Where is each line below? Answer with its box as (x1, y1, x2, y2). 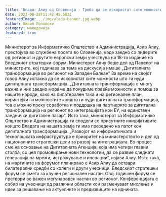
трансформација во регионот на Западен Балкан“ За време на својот (5, 70, 152, 76)
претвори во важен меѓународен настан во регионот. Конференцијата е (5, 176, 158, 182)
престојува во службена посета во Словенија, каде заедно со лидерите (5, 49, 158, 55)
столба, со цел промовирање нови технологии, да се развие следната (5, 149, 155, 155)
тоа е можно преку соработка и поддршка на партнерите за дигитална (5, 102, 156, 108)
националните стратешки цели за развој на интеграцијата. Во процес (5, 139, 152, 144)
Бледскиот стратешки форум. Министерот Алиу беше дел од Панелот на (5, 60, 160, 66)
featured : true (5, 30, 37, 35)
